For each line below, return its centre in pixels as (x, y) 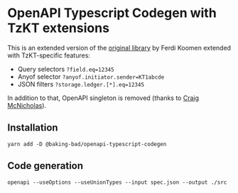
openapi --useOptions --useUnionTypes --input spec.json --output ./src (117, 182)
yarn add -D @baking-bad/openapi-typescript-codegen (87, 144)
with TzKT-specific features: (49, 55)
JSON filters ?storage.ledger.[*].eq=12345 (81, 84)
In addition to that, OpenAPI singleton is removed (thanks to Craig (103, 98)
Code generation (45, 166)
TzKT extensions (59, 28)
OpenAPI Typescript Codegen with (112, 13)
